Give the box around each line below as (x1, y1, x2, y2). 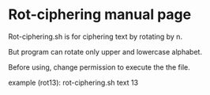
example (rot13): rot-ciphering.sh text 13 (8, 78, 139, 87)
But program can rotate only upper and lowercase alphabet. (8, 47, 203, 56)
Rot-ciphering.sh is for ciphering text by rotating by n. (8, 32, 183, 41)
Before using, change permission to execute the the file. (8, 62, 191, 72)
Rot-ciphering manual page (8, 6, 192, 24)
